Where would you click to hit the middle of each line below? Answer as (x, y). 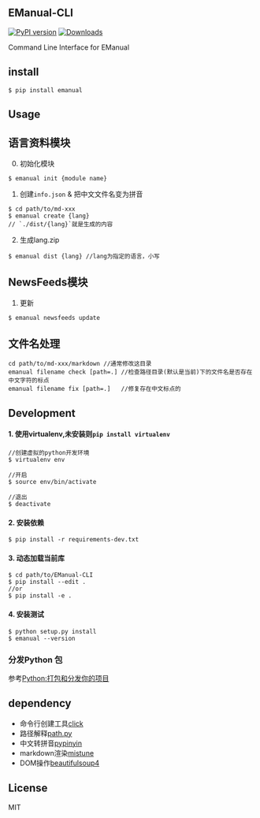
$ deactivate (30, 504)
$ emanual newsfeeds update (54, 318)
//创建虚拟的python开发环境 (49, 453)
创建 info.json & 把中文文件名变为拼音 (81, 194)
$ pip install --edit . (47, 582)
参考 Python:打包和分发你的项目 (59, 678)
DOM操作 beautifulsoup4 (59, 763)
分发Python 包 (35, 660)
